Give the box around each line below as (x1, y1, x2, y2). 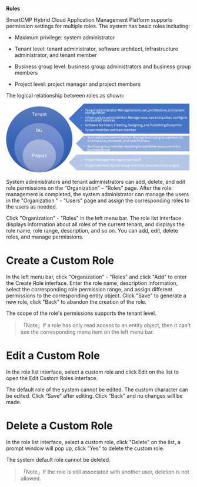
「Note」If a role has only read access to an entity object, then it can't (20, 321, 191, 328)
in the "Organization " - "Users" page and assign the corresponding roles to (6, 197, 190, 204)
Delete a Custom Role (6, 419, 113, 432)
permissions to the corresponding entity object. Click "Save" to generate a (6, 292, 186, 299)
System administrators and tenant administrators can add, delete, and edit (6, 179, 186, 186)
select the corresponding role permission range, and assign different (6, 286, 172, 293)
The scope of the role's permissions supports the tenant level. (6, 310, 157, 317)
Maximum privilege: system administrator (14, 34, 115, 41)
